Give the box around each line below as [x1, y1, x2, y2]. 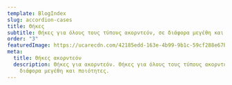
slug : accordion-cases [7, 16, 72, 23]
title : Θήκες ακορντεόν [13, 55, 81, 62]
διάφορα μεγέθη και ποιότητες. [19, 67, 110, 74]
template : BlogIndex [7, 10, 67, 17]
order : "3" [7, 36, 39, 42]
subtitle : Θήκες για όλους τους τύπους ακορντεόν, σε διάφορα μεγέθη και [7, 29, 224, 36]
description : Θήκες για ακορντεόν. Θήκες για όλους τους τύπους [13, 61, 202, 68]
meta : [7, 49, 23, 56]
